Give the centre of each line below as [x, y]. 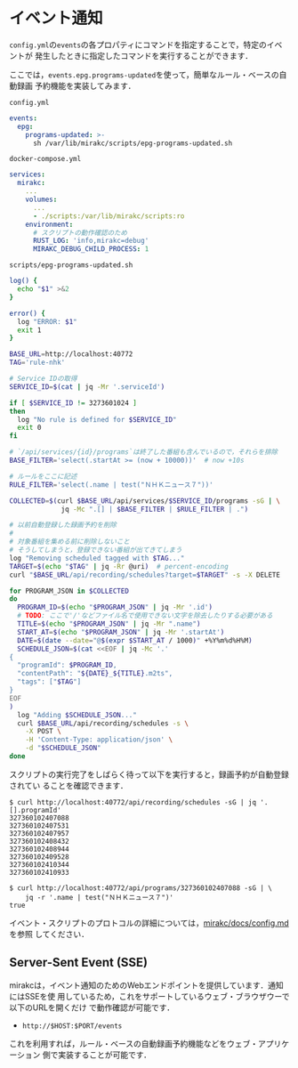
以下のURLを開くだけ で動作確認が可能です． [92, 1007]
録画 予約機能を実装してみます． [76, 85]
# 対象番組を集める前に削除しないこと [70, 542]
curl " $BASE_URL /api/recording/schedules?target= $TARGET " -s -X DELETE [145, 575]
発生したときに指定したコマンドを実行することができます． [144, 55]
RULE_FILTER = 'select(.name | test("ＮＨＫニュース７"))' [111, 485]
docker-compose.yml [45, 159]
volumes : [41, 200]
